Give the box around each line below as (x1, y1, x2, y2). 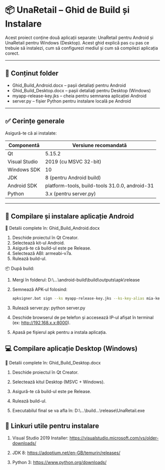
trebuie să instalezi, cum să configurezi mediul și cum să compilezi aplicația (5, 45, 158, 51)
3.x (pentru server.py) (45, 190, 96, 197)
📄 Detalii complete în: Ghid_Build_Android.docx (5, 225, 100, 231)
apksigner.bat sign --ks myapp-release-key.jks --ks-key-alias (12, 296, 145, 301)
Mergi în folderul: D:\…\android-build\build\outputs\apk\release (12, 277, 140, 283)
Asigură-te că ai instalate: (5, 130, 57, 136)
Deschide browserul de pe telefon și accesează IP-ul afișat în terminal (12, 315, 154, 321)
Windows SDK (7, 166, 41, 173)
